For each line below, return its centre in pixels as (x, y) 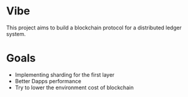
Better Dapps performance (48, 81)
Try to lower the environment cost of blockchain (74, 87)
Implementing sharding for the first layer (65, 75)
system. (16, 34)
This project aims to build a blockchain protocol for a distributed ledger (94, 28)
